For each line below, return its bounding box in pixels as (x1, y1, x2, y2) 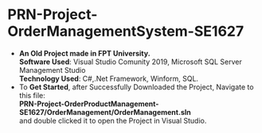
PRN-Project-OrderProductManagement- (18, 99, 159, 108)
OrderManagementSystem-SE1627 (7, 22, 244, 40)
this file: (18, 90, 45, 100)
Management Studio (18, 65, 86, 74)
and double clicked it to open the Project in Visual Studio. (18, 116, 207, 125)
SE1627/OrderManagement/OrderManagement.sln (18, 107, 192, 116)
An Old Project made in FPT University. (18, 48, 151, 58)
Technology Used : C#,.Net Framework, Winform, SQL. (18, 74, 199, 83)
